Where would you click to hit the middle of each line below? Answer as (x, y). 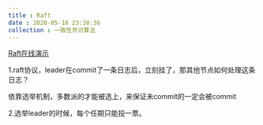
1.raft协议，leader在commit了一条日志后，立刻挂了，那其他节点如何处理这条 (132, 70)
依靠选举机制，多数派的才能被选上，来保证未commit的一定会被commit (122, 97)
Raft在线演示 (29, 53)
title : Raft (30, 15)
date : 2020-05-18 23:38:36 (54, 23)
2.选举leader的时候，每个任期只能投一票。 (77, 113)
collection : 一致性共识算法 (52, 30)
